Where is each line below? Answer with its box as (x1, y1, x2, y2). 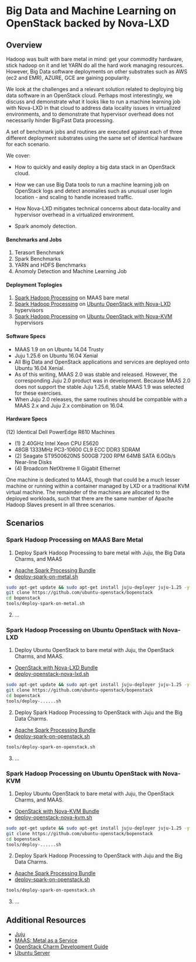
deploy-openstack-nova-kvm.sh (14, 813, 92, 820)
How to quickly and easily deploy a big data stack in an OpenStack (14, 163, 176, 170)
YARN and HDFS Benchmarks (14, 261, 87, 268)
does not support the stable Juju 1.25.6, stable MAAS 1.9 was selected (14, 383, 184, 390)
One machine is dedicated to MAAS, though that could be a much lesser (6, 476, 180, 483)
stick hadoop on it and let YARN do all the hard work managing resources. (6, 62, 184, 69)
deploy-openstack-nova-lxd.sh (14, 671, 90, 678)
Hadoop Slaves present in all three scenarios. (6, 501, 115, 508)
